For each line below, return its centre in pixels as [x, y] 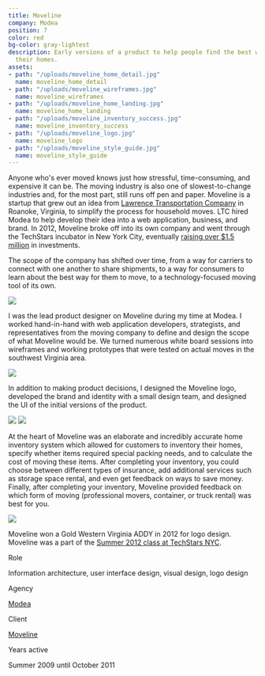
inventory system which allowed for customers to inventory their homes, [125, 445]
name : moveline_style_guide [62, 155]
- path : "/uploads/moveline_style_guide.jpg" [84, 148]
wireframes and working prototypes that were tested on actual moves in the [131, 350]
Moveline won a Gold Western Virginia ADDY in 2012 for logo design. [119, 534]
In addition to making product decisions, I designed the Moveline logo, [122, 388]
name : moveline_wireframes [60, 97]
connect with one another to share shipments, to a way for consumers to [126, 269]
